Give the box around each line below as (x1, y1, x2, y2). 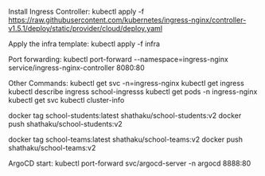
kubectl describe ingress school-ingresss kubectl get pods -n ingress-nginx (8, 87, 258, 96)
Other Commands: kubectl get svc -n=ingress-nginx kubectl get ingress (8, 79, 244, 88)
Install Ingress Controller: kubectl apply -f (8, 7, 145, 16)
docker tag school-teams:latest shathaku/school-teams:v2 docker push (8, 135, 244, 144)
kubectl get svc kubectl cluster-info (8, 96, 125, 104)
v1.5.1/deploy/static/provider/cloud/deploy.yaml (8, 24, 163, 33)
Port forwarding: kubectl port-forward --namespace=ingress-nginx (8, 55, 228, 64)
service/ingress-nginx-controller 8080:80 (8, 63, 145, 72)
